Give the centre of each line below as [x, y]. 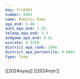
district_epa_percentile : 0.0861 [40, 52]
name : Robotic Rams [26, 19]
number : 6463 [19, 15]
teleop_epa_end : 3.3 [27, 33]
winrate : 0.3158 [22, 43]
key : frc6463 [19, 10]
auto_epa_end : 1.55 [26, 29]
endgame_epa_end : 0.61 [29, 38]
